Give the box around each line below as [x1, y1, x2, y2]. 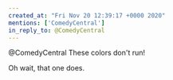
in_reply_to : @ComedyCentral [8, 26, 105, 34]
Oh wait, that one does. [8, 63, 85, 73]
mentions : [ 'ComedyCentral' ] [8, 19, 105, 27]
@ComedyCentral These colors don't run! [8, 48, 146, 58]
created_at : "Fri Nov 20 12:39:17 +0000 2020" [8, 11, 166, 20]
